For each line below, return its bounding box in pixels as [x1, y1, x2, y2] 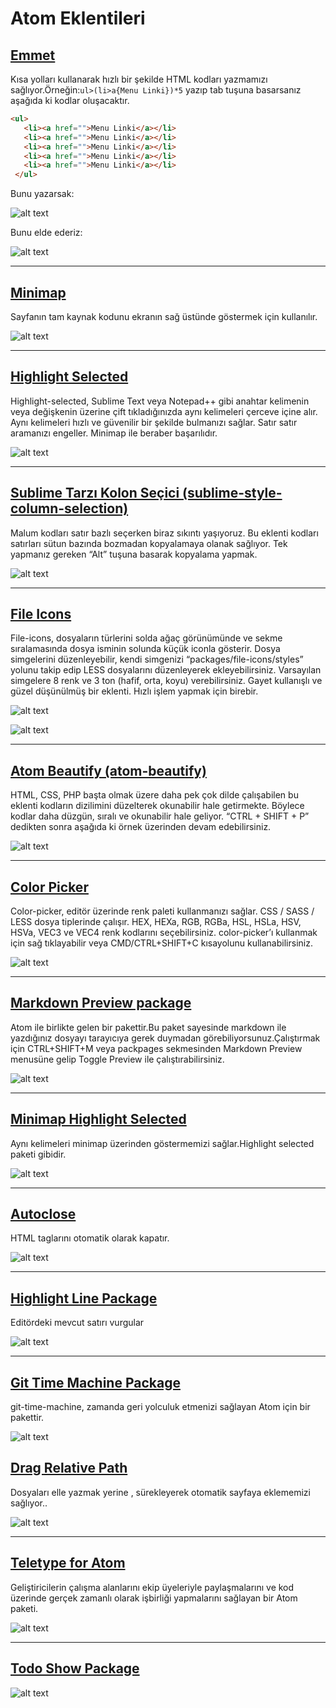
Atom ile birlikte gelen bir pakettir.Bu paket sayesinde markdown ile [10, 1021, 287, 1033]
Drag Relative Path [10, 1460, 128, 1477]
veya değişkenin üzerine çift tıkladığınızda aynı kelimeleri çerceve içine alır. [10, 405, 318, 417]
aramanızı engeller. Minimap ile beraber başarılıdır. [10, 427, 218, 439]
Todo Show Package [10, 1660, 140, 1677]
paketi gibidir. [10, 1148, 67, 1160]
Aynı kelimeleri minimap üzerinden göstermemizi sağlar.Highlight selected [10, 1137, 315, 1149]
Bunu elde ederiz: [10, 227, 83, 239]
